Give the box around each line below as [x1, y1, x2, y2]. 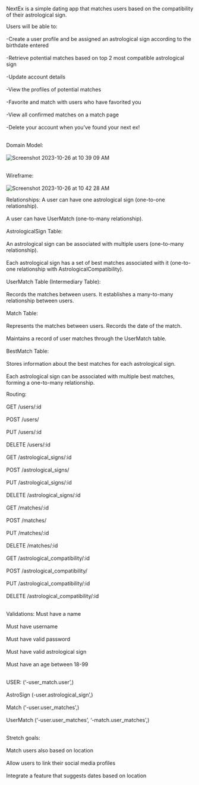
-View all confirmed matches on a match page [6, 111, 119, 118]
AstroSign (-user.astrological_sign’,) [6, 691, 93, 698]
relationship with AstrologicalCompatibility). [17, 265, 124, 273]
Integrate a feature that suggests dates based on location [6, 772, 147, 779]
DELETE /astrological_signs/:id [6, 492, 81, 498]
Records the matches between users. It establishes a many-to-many [6, 291, 173, 297]
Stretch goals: [6, 735, 40, 741]
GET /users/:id [6, 403, 42, 410]
